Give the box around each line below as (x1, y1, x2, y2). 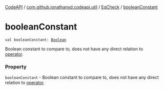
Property (5, 63, 27, 70)
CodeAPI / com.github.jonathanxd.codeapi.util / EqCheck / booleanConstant (5, 4, 158, 10)
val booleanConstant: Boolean (5, 37, 67, 42)
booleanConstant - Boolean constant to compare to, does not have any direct (5, 74, 159, 80)
